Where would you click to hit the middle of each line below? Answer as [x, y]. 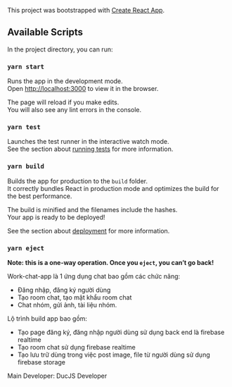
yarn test [24, 127]
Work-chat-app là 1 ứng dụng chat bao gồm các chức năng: [94, 276]
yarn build [26, 166]
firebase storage [41, 362]
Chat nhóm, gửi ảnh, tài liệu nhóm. [67, 305]
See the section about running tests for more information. [90, 149]
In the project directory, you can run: [60, 49]
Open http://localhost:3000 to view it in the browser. [83, 89]
